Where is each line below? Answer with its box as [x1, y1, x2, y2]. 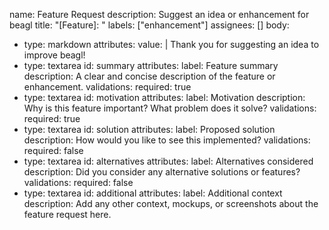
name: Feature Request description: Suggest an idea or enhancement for [9, 9, 310, 20]
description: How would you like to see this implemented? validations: [23, 134, 311, 146]
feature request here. [23, 209, 112, 220]
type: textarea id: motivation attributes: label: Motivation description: [23, 92, 306, 103]
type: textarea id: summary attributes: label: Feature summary [23, 60, 279, 71]
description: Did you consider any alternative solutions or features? [23, 166, 301, 178]
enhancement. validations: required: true [23, 81, 192, 93]
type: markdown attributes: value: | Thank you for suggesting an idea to [23, 39, 320, 50]
